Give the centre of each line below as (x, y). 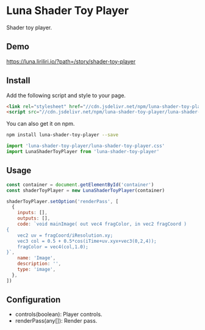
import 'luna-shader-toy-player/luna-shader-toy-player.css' (86, 146)
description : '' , (39, 264)
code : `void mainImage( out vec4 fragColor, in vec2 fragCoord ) (102, 224)
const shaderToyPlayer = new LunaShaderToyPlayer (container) (86, 190)
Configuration (34, 300)
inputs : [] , (32, 213)
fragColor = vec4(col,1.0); (53, 247)
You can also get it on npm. (41, 124)
